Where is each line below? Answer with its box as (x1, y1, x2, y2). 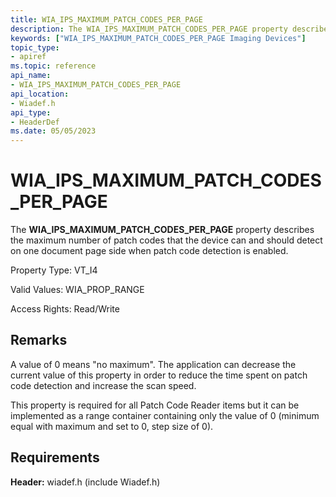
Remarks (10, 332, 68, 349)
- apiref (10, 52, 47, 62)
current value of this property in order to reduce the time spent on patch (10, 369, 308, 381)
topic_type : (10, 42, 60, 53)
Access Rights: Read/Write (10, 303, 120, 315)
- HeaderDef (10, 117, 60, 127)
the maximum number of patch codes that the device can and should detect (10, 234, 323, 246)
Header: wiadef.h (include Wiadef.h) (10, 476, 161, 488)
